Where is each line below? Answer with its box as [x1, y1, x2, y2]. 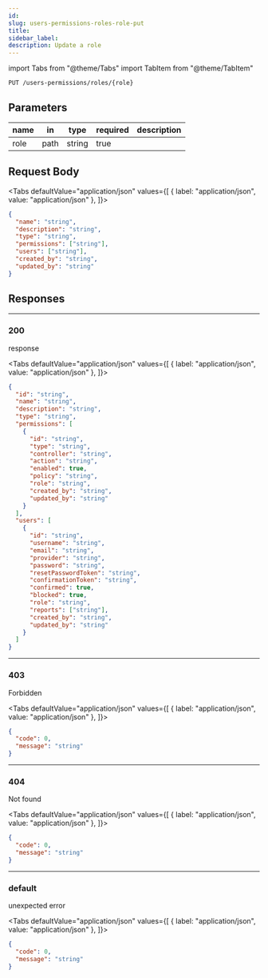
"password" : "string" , [29, 561, 105, 569]
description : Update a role [8, 42, 102, 50]
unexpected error [8, 901, 66, 911]
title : [8, 26, 30, 34]
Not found [8, 794, 41, 804]
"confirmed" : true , [29, 583, 94, 592]
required [96, 124, 129, 135]
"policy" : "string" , [29, 472, 98, 480]
